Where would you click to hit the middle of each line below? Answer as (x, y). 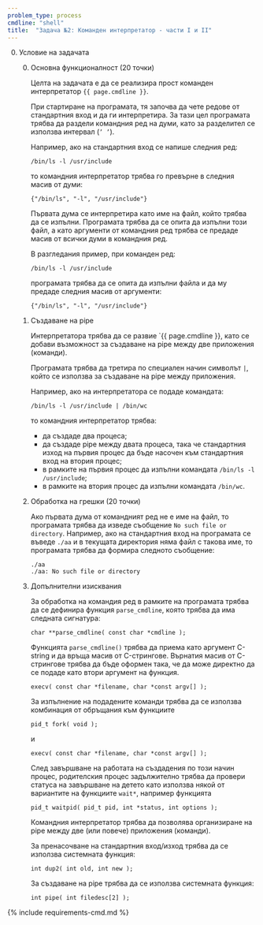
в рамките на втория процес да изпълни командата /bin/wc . (144, 487)
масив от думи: (57, 185)
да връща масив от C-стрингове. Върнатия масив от (146, 656)
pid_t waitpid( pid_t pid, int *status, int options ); (124, 808)
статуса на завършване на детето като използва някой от (128, 785)
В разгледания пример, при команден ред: (103, 254)
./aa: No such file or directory (85, 572)
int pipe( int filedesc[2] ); (80, 898)
